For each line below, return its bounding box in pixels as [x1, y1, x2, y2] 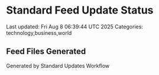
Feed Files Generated [6, 47, 86, 57]
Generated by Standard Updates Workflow [6, 62, 110, 69]
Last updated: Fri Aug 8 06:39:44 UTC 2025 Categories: [6, 23, 144, 30]
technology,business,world [6, 29, 72, 36]
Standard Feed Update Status [6, 4, 154, 17]
